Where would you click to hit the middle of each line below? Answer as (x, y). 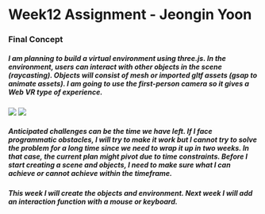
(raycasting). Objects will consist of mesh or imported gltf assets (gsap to (133, 75)
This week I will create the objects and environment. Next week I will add (131, 193)
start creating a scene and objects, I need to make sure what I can (120, 165)
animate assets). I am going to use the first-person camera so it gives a (129, 83)
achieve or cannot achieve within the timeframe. (90, 173)
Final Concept (36, 40)
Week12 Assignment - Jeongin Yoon (130, 15)
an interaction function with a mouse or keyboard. (93, 202)
